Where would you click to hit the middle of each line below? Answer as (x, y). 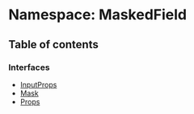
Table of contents (53, 45)
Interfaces (29, 67)
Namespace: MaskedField (98, 15)
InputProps (38, 84)
